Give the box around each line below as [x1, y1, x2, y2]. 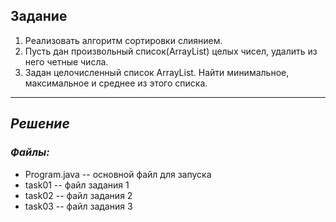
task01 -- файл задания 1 [24, 179, 130, 191]
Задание [10, 8, 68, 25]
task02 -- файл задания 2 [24, 189, 133, 201]
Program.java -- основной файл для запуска [24, 168, 212, 180]
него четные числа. [24, 55, 109, 68]
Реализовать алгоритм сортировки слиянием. [24, 34, 223, 46]
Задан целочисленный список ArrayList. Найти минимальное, [24, 66, 290, 78]
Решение [10, 115, 70, 133]
